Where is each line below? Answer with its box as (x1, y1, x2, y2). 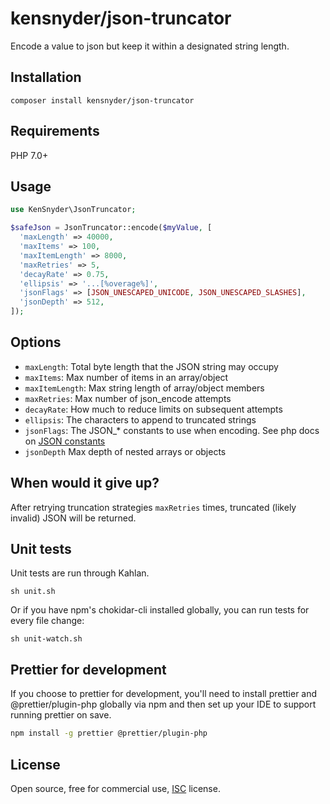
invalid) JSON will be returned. (10, 512, 137, 524)
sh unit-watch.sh (10, 634, 83, 644)
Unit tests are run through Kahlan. (10, 567, 150, 579)
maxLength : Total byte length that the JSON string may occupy (24, 360, 279, 372)
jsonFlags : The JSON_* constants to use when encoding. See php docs (24, 424, 320, 436)
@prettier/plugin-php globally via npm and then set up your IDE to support (10, 698, 317, 711)
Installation (10, 69, 82, 86)
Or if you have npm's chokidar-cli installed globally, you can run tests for (10, 604, 310, 616)
